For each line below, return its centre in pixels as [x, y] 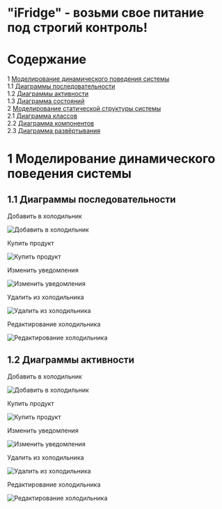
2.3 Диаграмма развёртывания [54, 131]
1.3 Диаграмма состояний [46, 101]
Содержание [47, 60]
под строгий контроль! [78, 28]
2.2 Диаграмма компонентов [51, 123]
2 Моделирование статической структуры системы [84, 109]
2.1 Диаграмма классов [42, 116]
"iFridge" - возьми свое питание [105, 13]
